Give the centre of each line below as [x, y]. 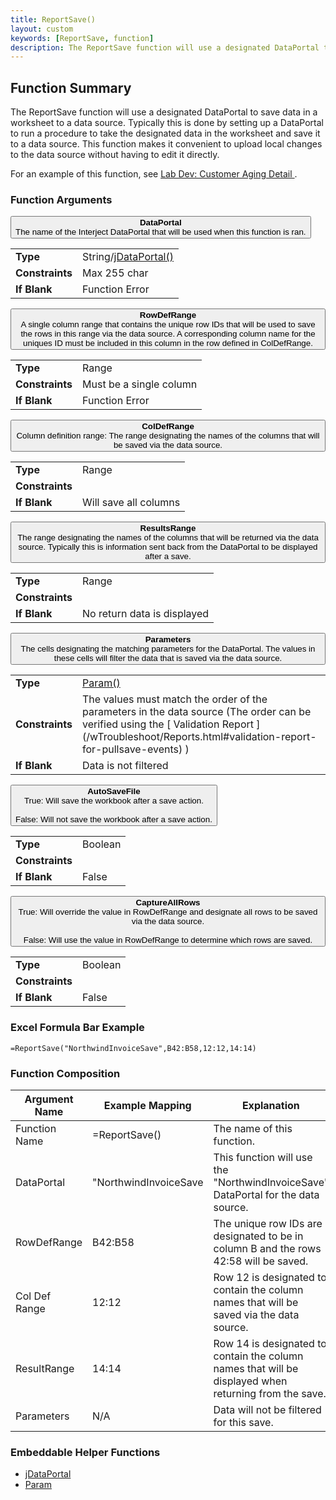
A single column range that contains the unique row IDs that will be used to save [168, 324]
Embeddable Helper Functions [85, 1452]
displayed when [250, 1381]
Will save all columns [131, 503]
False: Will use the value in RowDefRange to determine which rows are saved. [168, 940]
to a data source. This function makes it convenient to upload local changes [166, 144]
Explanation [270, 1105]
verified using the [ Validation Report [168, 724]
